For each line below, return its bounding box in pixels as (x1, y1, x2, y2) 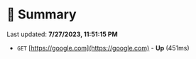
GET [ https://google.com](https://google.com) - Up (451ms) (16, 43, 190, 52)
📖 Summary (6, 6, 77, 23)
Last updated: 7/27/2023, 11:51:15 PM (6, 30, 118, 38)
